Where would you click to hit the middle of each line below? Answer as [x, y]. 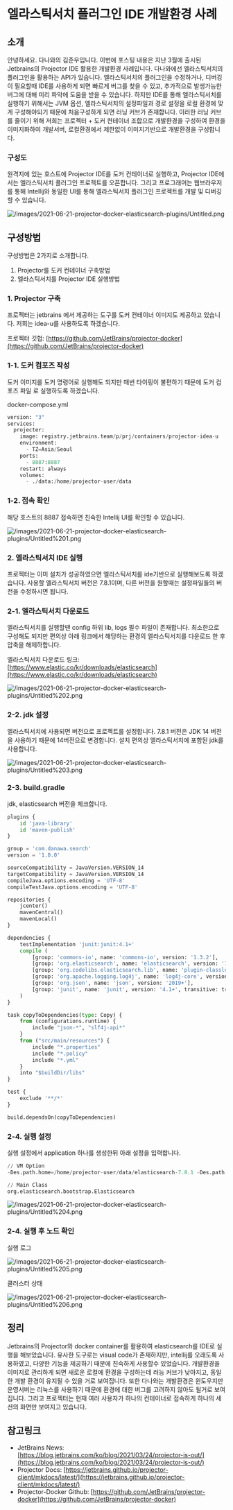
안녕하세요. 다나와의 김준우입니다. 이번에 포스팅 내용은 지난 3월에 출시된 [104, 60]
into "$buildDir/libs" [52, 1073]
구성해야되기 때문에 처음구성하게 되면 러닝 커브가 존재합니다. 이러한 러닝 [112, 112]
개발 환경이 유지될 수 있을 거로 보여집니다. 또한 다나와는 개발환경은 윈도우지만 [119, 1380]
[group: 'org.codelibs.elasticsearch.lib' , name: [105, 970]
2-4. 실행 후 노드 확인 [41, 1231]
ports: [29, 456]
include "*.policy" [60, 1054]
